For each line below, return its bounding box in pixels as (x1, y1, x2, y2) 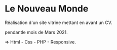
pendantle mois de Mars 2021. (5, 29, 68, 35)
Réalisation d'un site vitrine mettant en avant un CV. (5, 19, 112, 25)
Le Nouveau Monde (5, 3, 89, 14)
